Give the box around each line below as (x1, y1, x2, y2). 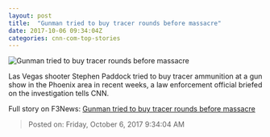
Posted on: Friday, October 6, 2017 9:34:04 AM (27, 119, 185, 129)
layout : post (8, 11, 52, 20)
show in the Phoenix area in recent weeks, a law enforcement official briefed (8, 80, 263, 90)
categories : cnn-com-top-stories (8, 34, 121, 42)
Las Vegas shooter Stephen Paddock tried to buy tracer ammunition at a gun (8, 71, 263, 81)
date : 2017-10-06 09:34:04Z (8, 26, 103, 34)
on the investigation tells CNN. (8, 89, 110, 99)
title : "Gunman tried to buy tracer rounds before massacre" (8, 19, 222, 27)
